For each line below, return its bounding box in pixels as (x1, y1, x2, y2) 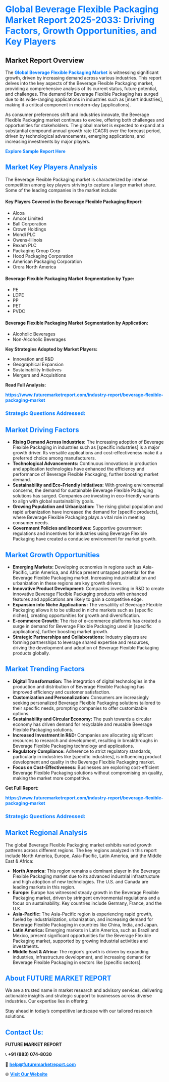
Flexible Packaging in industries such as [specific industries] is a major (12, 444, 160, 450)
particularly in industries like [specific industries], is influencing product (12, 753, 162, 759)
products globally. (12, 650, 50, 656)
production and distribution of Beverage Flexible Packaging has (12, 683, 145, 689)
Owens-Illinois (12, 237, 43, 243)
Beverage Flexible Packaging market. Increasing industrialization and (12, 574, 156, 581)
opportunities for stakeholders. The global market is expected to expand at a (5, 123, 164, 128)
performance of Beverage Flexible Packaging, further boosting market (12, 471, 159, 477)
